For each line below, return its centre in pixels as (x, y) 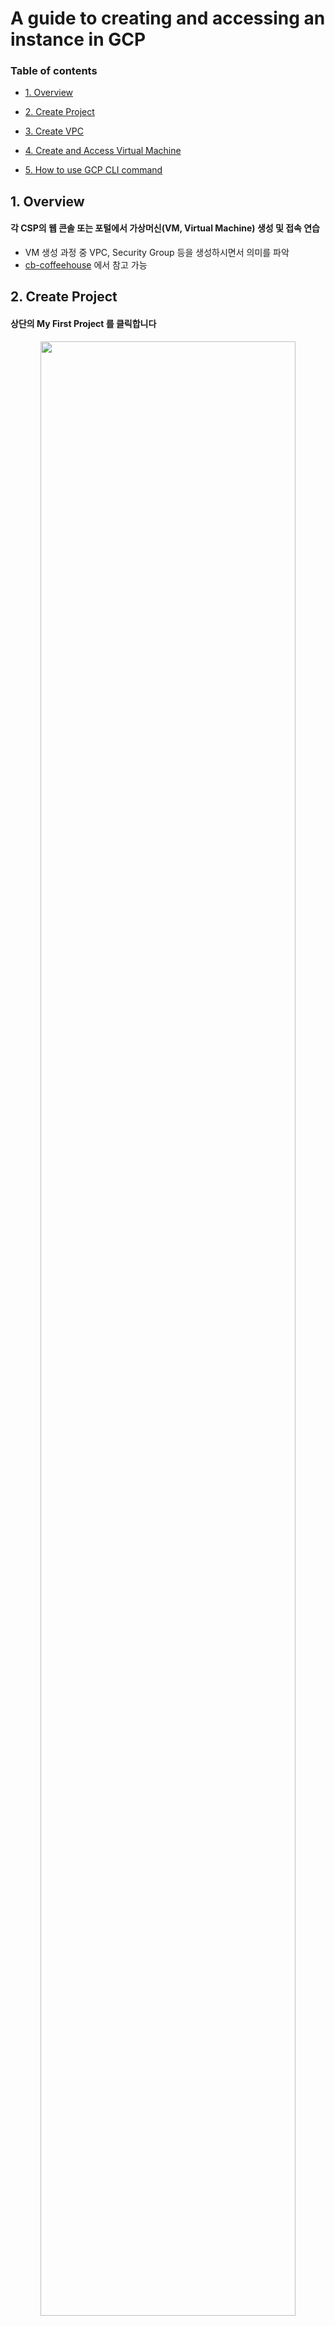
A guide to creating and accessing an (168, 18)
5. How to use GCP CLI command (93, 170)
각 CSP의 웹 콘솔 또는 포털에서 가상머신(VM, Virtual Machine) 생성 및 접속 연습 (165, 228)
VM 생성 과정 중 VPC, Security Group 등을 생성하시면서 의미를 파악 (157, 253)
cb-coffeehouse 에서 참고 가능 (86, 265)
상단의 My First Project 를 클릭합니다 (83, 324)
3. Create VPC (54, 131)
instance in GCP (78, 39)
